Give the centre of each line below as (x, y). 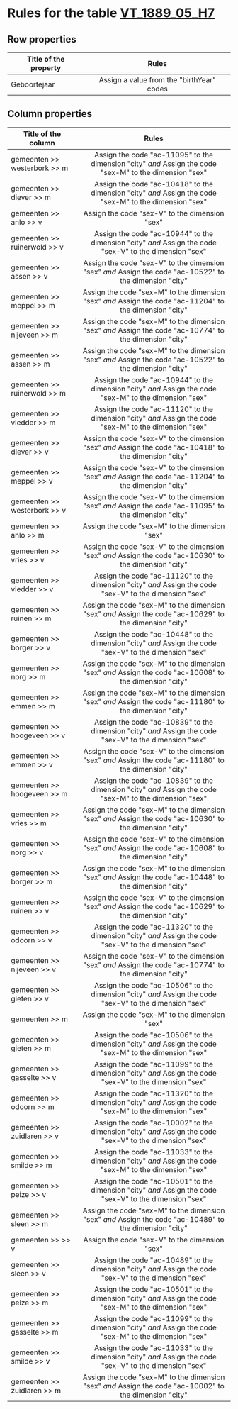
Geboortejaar (33, 84)
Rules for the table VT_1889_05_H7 (111, 13)
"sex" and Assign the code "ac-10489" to (154, 1219)
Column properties (50, 114)
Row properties (42, 39)
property (46, 68)
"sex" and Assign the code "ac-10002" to (154, 1386)
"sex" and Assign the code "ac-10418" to (154, 447)
